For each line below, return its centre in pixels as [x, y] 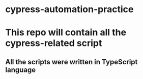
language [21, 70]
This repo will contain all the [66, 33]
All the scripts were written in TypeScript [71, 62]
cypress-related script [54, 43]
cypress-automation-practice [69, 9]
